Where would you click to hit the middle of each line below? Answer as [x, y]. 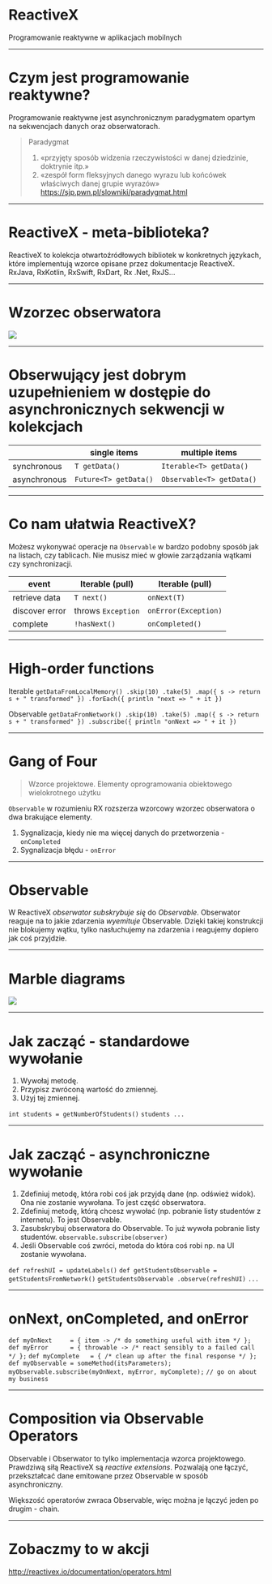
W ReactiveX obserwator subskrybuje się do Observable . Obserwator [124, 913]
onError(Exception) [185, 611]
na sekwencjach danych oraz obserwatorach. [84, 126]
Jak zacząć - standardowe [99, 1041]
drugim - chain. [34, 1509]
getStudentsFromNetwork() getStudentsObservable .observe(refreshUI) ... [134, 1280]
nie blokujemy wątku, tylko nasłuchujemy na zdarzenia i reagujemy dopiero [134, 930]
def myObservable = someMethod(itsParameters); [90, 1364]
